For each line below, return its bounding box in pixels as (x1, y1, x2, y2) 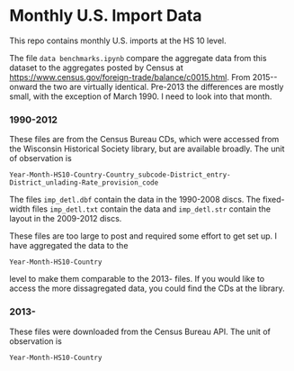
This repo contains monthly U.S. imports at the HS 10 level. (9, 35, 227, 46)
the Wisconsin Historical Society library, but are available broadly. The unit (9, 143, 285, 154)
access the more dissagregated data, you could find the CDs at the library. (9, 283, 285, 294)
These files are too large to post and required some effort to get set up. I (9, 231, 277, 241)
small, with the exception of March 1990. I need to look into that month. (9, 91, 272, 102)
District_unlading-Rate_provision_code (9, 178, 159, 187)
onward (9, 81, 38, 92)
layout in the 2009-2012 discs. (9, 213, 122, 224)
